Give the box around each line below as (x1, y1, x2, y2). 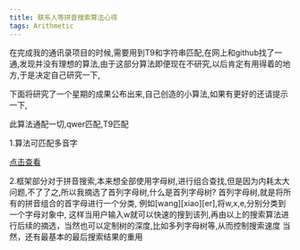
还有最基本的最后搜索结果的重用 (24, 231, 143, 242)
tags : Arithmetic (9, 21, 74, 30)
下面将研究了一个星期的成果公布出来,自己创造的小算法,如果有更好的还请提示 (9, 88, 289, 99)
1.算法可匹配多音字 (9, 137, 78, 148)
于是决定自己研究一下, (19, 69, 101, 80)
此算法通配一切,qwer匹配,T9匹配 (9, 118, 129, 129)
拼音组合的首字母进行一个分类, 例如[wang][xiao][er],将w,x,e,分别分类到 (24, 197, 287, 208)
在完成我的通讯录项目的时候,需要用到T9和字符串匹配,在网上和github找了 (9, 46, 275, 58)
